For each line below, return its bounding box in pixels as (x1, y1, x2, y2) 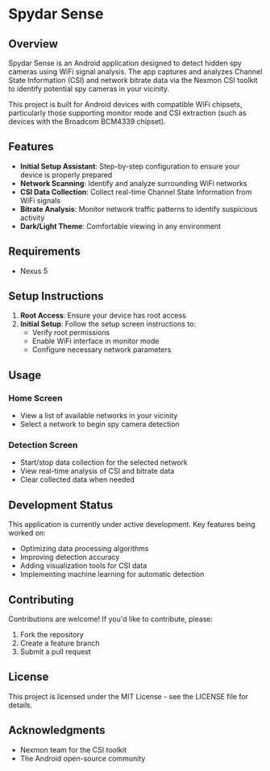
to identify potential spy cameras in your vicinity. (8, 84, 170, 93)
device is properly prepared (19, 170, 113, 180)
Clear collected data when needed (19, 475, 135, 484)
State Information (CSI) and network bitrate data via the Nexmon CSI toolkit (8, 76, 258, 85)
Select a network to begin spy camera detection (19, 420, 180, 429)
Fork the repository (19, 630, 85, 640)
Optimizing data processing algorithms (19, 544, 149, 553)
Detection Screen (8, 440, 78, 451)
